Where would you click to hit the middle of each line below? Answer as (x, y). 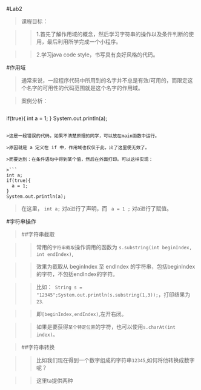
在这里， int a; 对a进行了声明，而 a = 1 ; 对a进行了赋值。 (97, 208)
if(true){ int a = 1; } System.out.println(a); (57, 118)
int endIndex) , (55, 254)
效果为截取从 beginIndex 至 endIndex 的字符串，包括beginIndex (116, 267)
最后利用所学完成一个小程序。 (84, 42)
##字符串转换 (38, 347)
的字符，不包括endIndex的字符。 (77, 274)
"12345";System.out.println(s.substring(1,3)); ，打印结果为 (113, 294)
